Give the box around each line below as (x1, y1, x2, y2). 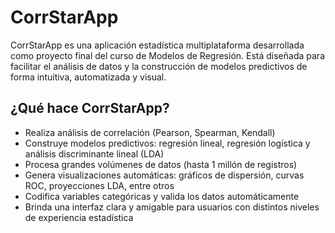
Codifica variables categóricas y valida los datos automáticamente (24, 190, 300, 202)
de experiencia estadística (24, 211, 134, 223)
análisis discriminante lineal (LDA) (24, 147, 165, 160)
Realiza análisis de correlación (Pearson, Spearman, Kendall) (24, 126, 276, 138)
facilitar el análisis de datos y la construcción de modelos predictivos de (10, 60, 308, 72)
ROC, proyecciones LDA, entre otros (24, 179, 175, 191)
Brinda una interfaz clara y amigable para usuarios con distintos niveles (24, 201, 320, 213)
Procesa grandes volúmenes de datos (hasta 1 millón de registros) (24, 158, 298, 170)
